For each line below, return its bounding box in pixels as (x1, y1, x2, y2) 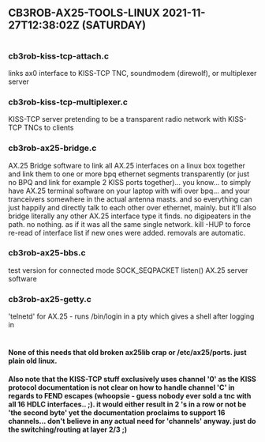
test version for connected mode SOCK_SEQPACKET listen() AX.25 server (8, 265, 248, 275)
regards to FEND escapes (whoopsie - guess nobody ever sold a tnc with (8, 391, 252, 400)
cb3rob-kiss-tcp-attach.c (8, 51, 109, 62)
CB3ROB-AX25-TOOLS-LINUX (8, 6, 160, 20)
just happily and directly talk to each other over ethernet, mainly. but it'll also (8, 202, 256, 212)
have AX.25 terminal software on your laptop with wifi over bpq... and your (8, 186, 250, 195)
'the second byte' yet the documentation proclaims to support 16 (8, 407, 226, 417)
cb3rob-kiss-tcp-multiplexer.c (8, 96, 129, 108)
